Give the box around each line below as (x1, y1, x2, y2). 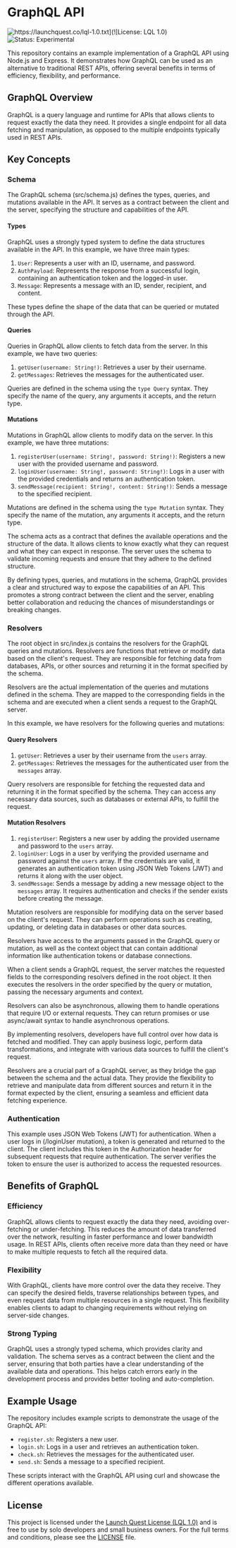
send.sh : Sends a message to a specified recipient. (17, 1458, 166, 1466)
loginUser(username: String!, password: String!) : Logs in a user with (17, 467, 225, 476)
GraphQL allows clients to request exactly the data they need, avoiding (7, 1217, 213, 1225)
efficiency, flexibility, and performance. (7, 71, 121, 80)
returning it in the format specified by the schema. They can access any (7, 787, 216, 796)
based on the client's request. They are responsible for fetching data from (7, 654, 222, 663)
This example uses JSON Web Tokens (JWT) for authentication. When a (7, 1130, 216, 1139)
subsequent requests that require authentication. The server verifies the (7, 1152, 216, 1161)
